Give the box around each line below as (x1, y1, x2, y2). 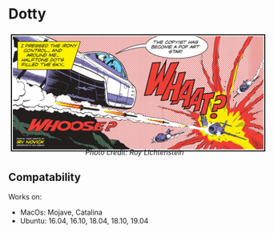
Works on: (8, 191, 42, 201)
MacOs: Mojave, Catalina (19, 207, 103, 217)
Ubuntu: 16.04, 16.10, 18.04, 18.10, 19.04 (19, 215, 149, 225)
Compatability (8, 171, 82, 184)
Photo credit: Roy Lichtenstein (85, 147, 184, 157)
